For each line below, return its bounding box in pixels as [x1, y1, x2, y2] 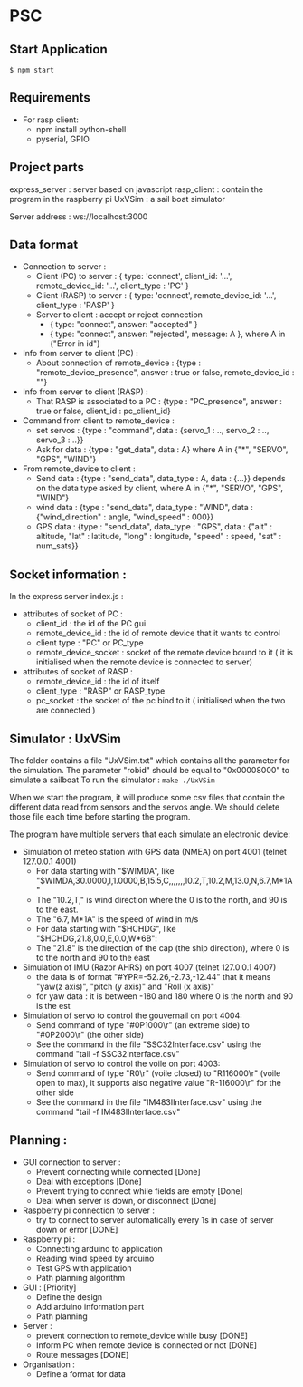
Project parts [9, 160, 84, 175]
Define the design [35, 1291, 103, 1302]
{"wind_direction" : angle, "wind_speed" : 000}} [35, 511, 214, 522]
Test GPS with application [35, 1262, 132, 1274]
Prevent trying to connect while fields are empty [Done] [35, 1185, 243, 1197]
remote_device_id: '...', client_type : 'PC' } [35, 280, 190, 291]
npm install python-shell [35, 123, 127, 134]
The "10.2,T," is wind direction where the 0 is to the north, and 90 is [35, 895, 288, 906]
